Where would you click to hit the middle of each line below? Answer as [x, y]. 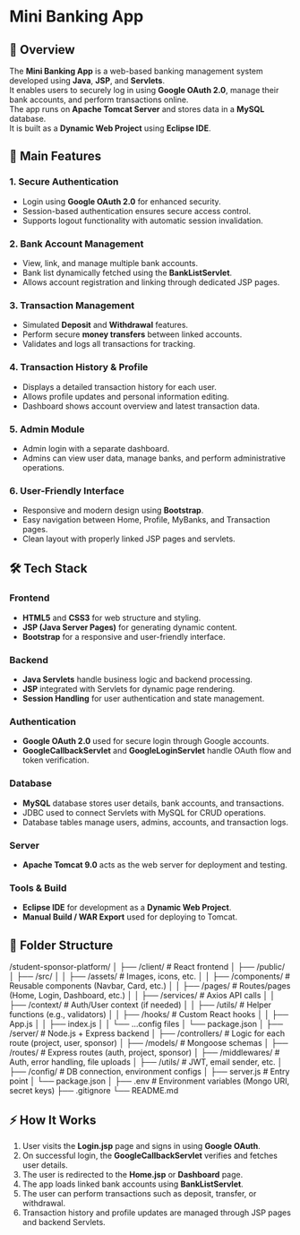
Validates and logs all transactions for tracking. [108, 344]
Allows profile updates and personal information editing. [126, 396]
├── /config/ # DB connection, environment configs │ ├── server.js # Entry [150, 1072]
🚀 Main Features [55, 156]
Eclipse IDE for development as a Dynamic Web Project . [127, 908]
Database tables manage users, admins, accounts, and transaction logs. [155, 822]
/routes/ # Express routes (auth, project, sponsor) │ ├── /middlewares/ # [145, 1053]
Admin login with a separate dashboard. [96, 448]
